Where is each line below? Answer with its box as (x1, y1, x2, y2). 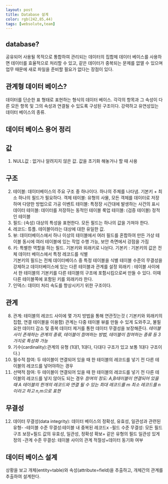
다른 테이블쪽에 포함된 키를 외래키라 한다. (12, 276, 93, 282)
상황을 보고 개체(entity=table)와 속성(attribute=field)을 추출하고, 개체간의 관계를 (5, 467, 163, 473)
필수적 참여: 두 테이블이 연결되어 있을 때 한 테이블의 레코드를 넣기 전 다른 (12, 356, 154, 362)
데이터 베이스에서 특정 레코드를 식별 (18, 251, 88, 257)
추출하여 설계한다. (5, 473, 41, 479)
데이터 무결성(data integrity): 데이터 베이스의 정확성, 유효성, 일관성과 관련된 (12, 418, 161, 424)
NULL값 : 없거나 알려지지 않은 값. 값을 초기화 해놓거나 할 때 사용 (12, 158, 138, 164)
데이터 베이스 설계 (5, 453, 57, 461)
